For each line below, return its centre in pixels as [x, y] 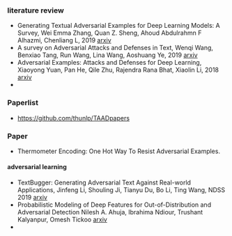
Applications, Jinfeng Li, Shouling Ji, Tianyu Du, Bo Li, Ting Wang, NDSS [121, 190]
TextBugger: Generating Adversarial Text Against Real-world [104, 182]
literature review [36, 10]
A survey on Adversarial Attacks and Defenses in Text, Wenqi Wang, [115, 48]
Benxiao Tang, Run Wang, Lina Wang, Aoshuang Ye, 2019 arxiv [107, 55]
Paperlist [23, 103]
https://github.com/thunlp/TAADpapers [74, 118]
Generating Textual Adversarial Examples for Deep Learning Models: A [119, 26]
